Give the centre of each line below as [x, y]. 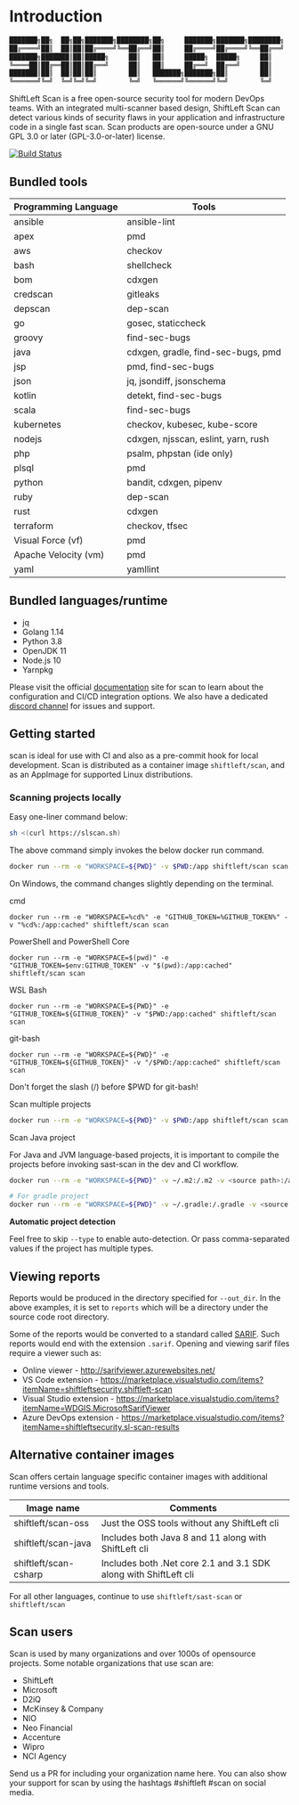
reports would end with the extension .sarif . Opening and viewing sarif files [149, 1344]
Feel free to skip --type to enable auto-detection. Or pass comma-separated [149, 1239]
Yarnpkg [37, 669]
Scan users [41, 1632]
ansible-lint [151, 222]
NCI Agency [44, 1756]
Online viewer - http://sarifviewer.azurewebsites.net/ [118, 1370]
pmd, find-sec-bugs [170, 367]
